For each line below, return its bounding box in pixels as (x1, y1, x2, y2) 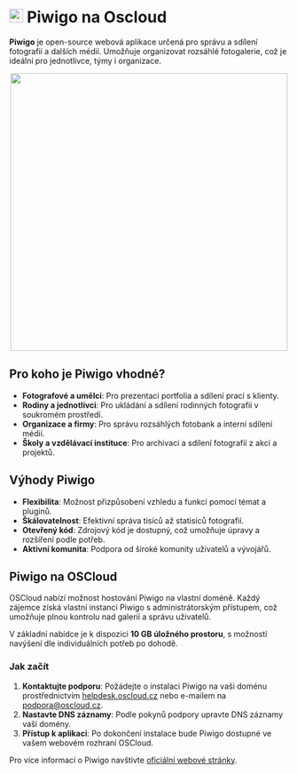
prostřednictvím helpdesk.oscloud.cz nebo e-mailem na (21, 690, 227, 700)
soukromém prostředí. (21, 409, 104, 419)
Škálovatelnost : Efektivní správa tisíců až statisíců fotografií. (21, 515, 245, 526)
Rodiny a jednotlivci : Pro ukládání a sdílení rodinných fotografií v (21, 399, 259, 411)
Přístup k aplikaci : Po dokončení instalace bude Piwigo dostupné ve (21, 728, 272, 738)
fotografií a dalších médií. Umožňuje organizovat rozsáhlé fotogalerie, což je (9, 45, 287, 56)
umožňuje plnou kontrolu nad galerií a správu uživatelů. (9, 611, 211, 622)
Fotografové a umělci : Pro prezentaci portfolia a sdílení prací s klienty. (21, 390, 279, 401)
